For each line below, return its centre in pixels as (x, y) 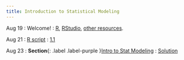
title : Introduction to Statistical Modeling (63, 11)
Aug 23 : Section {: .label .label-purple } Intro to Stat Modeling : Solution (92, 51)
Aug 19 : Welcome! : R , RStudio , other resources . (65, 28)
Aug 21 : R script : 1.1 (31, 39)
